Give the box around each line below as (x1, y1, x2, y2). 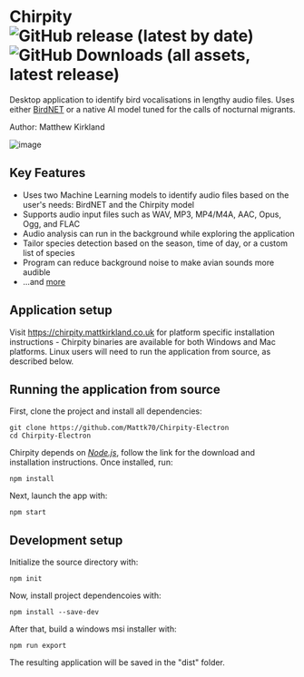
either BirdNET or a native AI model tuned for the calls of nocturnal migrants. (9, 103, 296, 114)
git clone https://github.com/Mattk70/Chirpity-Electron (9, 424, 230, 433)
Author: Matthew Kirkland (9, 121, 105, 132)
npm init (9, 574, 43, 584)
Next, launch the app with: (9, 490, 108, 501)
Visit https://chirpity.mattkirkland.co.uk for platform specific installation (9, 327, 275, 338)
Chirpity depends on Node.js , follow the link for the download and (9, 447, 256, 458)
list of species (22, 247, 75, 258)
